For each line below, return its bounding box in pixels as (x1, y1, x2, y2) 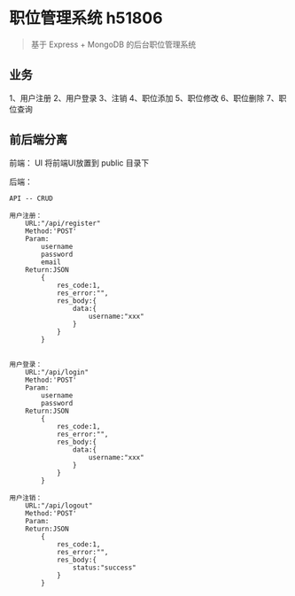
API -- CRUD (9, 194, 53, 203)
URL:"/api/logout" (25, 501, 93, 510)
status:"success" (72, 563, 137, 572)
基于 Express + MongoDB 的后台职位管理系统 (30, 39, 197, 50)
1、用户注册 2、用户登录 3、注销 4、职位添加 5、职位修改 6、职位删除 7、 (9, 92, 279, 103)
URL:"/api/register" (25, 219, 101, 228)
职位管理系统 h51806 (9, 8, 163, 28)
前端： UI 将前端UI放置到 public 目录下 (9, 157, 150, 168)
